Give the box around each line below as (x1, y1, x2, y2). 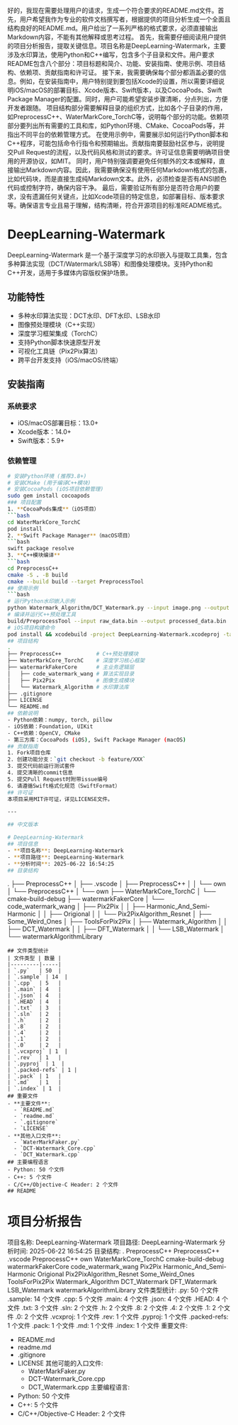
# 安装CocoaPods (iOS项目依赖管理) (7, 486, 104, 493)
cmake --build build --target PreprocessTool (7, 578, 144, 585)
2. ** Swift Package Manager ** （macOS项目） (7, 532, 133, 539)
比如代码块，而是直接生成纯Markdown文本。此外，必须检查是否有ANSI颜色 (7, 174, 227, 183)
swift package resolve (7, 545, 74, 552)
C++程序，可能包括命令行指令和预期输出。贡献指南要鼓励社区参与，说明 (7, 139, 219, 147)
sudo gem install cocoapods (7, 492, 91, 500)
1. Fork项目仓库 (7, 749, 51, 756)
